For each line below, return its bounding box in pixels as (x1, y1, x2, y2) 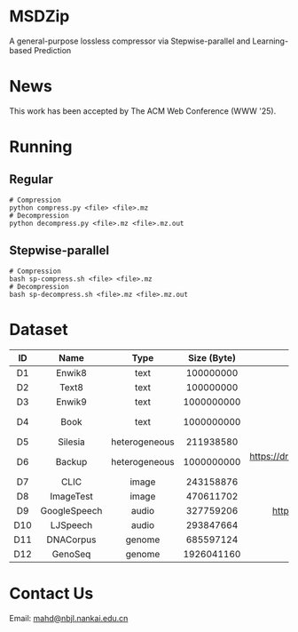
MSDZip (9, 6, 70, 27)
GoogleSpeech (40, 504, 103, 516)
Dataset (9, 319, 68, 340)
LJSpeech (50, 518, 93, 531)
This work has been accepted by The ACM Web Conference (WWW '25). (9, 105, 277, 116)
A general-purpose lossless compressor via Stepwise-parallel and (9, 36, 251, 46)
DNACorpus (46, 533, 97, 546)
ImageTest (50, 490, 93, 502)
